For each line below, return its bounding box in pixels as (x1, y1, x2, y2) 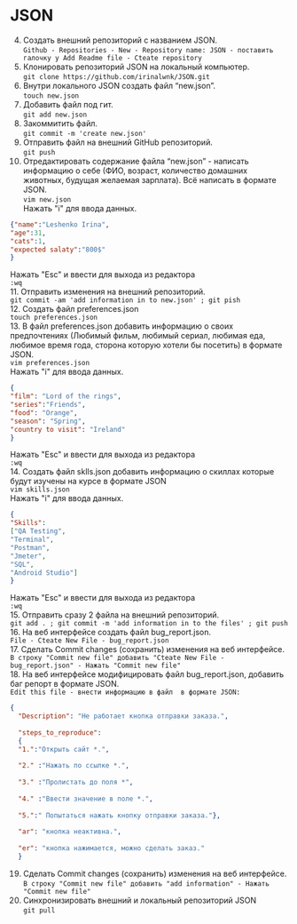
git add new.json (22, 110, 88, 119)
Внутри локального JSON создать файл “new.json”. (22, 80, 216, 91)
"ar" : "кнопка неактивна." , (18, 827, 122, 836)
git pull (22, 905, 56, 915)
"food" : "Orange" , (10, 408, 78, 418)
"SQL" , (10, 560, 35, 569)
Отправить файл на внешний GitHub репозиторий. (22, 137, 214, 147)
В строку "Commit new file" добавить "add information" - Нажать (22, 879, 270, 888)
